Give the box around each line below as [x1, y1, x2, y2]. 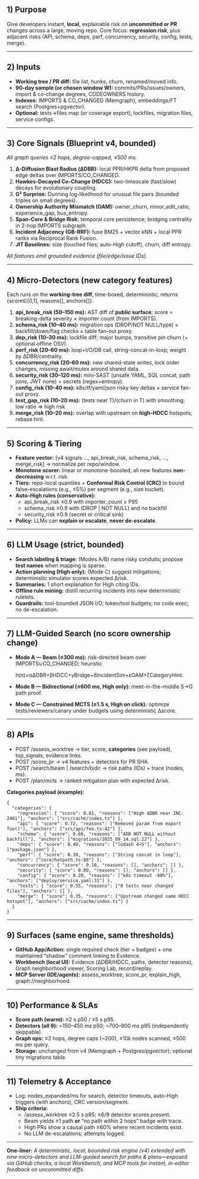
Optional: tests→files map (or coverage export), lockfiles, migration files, [15, 109, 193, 116]
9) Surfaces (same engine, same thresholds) [6, 930, 174, 940]
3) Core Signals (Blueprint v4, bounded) [6, 139, 156, 149]
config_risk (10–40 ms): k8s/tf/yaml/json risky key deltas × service [15, 385, 180, 392]
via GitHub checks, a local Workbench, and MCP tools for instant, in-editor [6, 1159, 190, 1167]
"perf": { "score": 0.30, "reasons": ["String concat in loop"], [17, 851, 182, 858]
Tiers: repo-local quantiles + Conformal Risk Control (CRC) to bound [15, 479, 185, 486]
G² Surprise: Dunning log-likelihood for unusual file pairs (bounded [15, 191, 180, 198]
